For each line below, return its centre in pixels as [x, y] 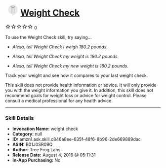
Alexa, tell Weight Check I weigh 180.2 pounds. [60, 47]
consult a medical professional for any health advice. [59, 101]
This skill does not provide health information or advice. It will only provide [81, 85]
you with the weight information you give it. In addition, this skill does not [79, 90]
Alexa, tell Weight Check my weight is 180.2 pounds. [65, 56]
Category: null [27, 134]
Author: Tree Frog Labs [36, 150]
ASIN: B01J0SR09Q [32, 144]
